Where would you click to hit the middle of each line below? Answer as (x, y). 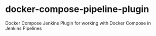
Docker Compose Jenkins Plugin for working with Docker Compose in (78, 23)
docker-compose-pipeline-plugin (77, 9)
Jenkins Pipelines (24, 28)
